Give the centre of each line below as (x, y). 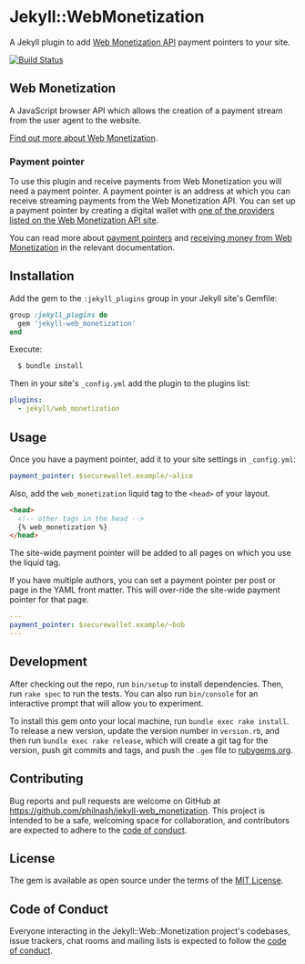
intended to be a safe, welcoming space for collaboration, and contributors (149, 820)
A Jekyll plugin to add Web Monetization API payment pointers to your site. (150, 42)
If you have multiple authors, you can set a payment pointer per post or (142, 581)
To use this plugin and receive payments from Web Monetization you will (146, 182)
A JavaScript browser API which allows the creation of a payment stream (146, 110)
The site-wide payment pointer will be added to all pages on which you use (150, 553)
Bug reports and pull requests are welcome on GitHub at (115, 801)
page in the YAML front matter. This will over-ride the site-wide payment (145, 590)
